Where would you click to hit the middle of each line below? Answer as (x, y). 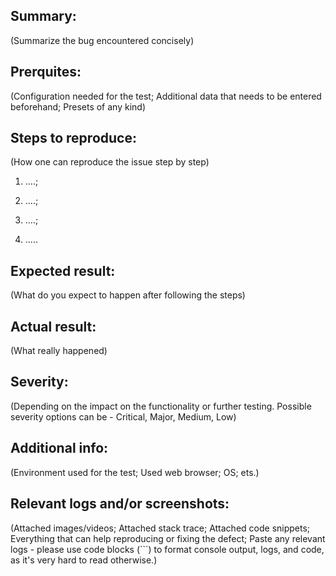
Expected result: (63, 270)
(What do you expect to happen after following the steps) (128, 295)
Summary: (43, 16)
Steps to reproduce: (73, 138)
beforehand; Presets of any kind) (78, 106)
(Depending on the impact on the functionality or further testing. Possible (161, 406)
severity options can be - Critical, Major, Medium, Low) (123, 416)
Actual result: (53, 326)
